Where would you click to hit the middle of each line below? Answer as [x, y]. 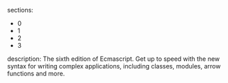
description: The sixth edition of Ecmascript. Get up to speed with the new [114, 59]
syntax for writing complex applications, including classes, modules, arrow [114, 66]
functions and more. [36, 73]
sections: [20, 10]
